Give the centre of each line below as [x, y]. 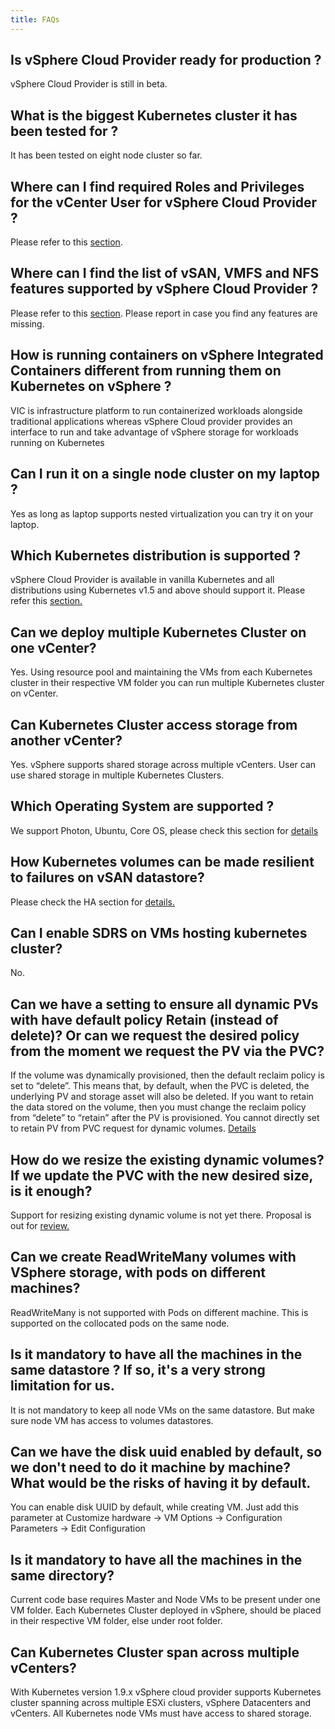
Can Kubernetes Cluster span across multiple [155, 1652]
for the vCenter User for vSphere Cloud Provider [164, 202]
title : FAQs [35, 19]
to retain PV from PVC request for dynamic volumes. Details [133, 1128]
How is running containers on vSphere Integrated [167, 355]
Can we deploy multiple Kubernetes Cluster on [158, 632]
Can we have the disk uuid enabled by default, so [166, 1452]
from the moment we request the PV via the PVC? [167, 1051]
